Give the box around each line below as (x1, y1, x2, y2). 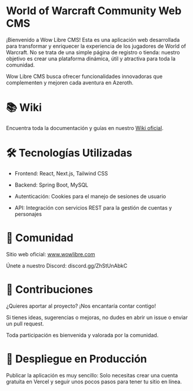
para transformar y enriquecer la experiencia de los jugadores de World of (6, 43, 187, 50)
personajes (14, 210, 42, 217)
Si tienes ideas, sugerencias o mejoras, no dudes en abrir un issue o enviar (6, 314, 188, 321)
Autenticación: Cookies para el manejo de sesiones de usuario (14, 193, 167, 200)
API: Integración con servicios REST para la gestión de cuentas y (14, 204, 172, 211)
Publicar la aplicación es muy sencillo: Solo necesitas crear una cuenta (6, 372, 178, 379)
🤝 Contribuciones (6, 282, 93, 296)
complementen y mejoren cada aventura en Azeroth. (6, 79, 134, 86)
